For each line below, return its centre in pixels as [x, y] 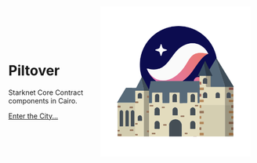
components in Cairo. [43, 100]
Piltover [34, 70]
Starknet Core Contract [46, 92]
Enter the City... [33, 116]
